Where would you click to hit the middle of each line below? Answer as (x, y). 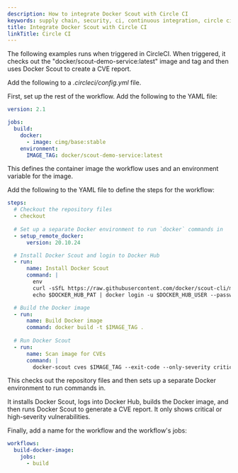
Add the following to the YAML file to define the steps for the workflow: (111, 190)
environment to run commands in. (57, 388)
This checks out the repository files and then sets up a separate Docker (112, 381)
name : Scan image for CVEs (66, 354)
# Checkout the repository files (63, 210)
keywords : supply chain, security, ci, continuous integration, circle (115, 21)
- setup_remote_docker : (49, 236)
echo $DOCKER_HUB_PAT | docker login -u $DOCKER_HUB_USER (120, 295)
